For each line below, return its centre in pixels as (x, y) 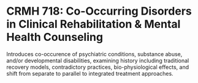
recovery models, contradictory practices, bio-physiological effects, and (97, 67)
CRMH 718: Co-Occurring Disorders (99, 11)
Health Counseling (55, 37)
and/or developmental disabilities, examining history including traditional (98, 60)
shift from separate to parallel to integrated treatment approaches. (90, 73)
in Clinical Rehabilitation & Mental (93, 24)
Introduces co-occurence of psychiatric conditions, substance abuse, (94, 54)
